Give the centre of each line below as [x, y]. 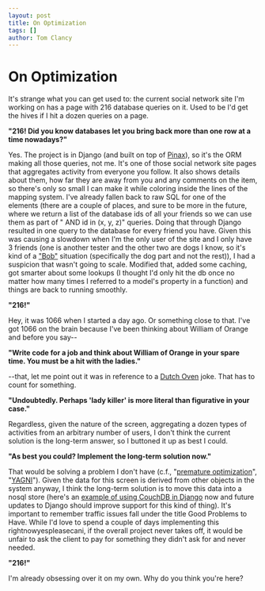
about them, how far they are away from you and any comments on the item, [133, 180]
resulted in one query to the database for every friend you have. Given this [130, 231]
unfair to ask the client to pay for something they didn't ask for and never [127, 539]
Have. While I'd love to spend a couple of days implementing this [114, 522]
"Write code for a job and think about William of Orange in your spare [124, 353]
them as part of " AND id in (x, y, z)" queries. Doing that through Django [125, 222]
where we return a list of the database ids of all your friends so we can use [130, 214]
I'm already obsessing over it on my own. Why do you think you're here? [126, 578]
